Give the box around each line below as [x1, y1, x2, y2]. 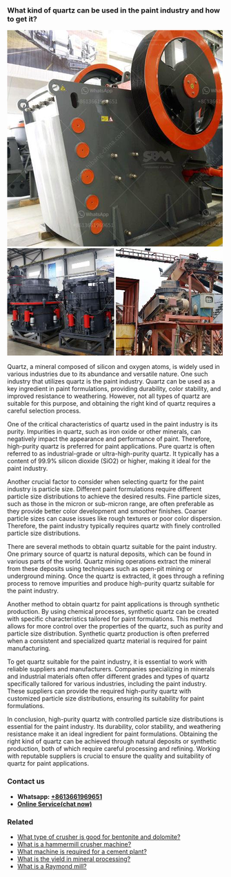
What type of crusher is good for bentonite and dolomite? [17, 833, 181, 841]
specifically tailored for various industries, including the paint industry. [7, 680, 207, 688]
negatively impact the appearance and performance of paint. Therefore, [7, 435, 212, 443]
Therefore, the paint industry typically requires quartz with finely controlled [7, 522, 221, 530]
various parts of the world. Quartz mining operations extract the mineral [7, 557, 212, 566]
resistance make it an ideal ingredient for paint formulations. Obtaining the [7, 730, 218, 739]
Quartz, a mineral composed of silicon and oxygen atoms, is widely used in [7, 363, 221, 371]
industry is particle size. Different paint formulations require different [7, 485, 202, 494]
